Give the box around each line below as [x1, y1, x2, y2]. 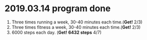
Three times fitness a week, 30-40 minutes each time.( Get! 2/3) [11, 24, 141, 30]
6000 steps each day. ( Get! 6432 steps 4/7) [11, 29, 102, 35]
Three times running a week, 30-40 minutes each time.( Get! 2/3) [11, 19, 143, 25]
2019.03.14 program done [4, 3, 111, 14]
